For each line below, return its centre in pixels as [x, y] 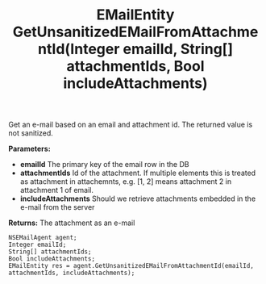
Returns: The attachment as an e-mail [72, 223]
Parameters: [29, 149]
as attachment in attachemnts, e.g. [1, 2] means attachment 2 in [126, 182]
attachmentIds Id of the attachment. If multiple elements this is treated [138, 173]
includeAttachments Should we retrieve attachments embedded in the [138, 198]
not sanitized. [31, 133]
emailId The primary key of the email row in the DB [104, 165]
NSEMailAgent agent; [43, 238]
